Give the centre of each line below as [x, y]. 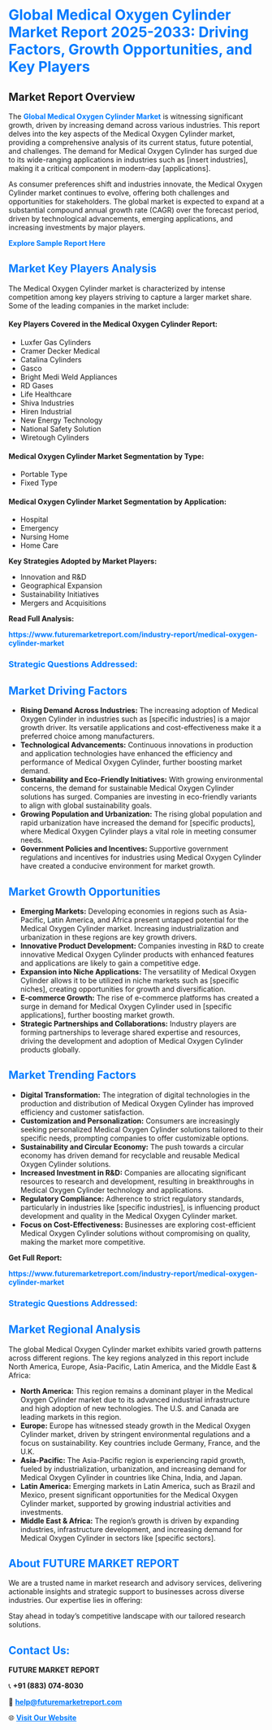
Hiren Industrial [45, 412]
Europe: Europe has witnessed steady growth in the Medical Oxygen [135, 1426]
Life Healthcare [46, 394]
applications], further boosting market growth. [97, 1014]
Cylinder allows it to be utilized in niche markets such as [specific [130, 980]
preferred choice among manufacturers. [87, 736]
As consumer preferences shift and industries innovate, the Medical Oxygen [136, 184]
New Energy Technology [61, 420]
